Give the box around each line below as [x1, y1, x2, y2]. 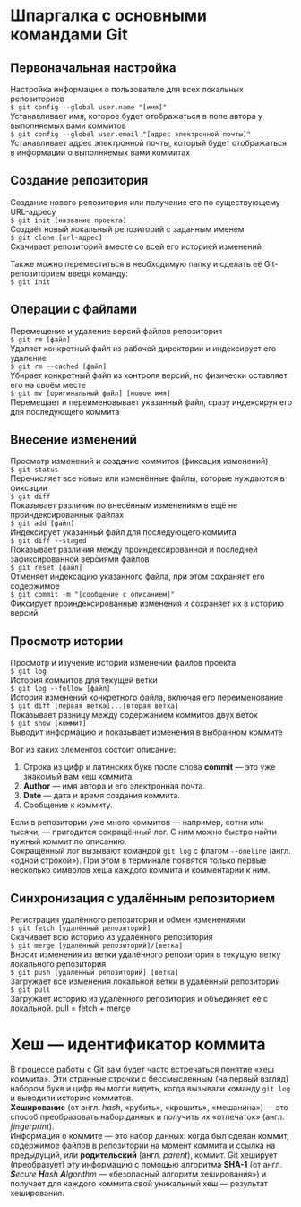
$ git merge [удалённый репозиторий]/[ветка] [10, 942, 183, 951]
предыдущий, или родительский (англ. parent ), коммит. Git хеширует [10, 1150, 278, 1160]
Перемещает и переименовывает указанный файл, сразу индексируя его [10, 396, 293, 408]
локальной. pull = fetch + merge [10, 1003, 131, 1013]
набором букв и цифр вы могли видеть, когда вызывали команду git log [10, 1083, 291, 1093]
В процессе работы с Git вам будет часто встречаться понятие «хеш [10, 1064, 275, 1074]
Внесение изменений [10, 432, 138, 448]
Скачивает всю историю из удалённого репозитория [10, 932, 213, 943]
